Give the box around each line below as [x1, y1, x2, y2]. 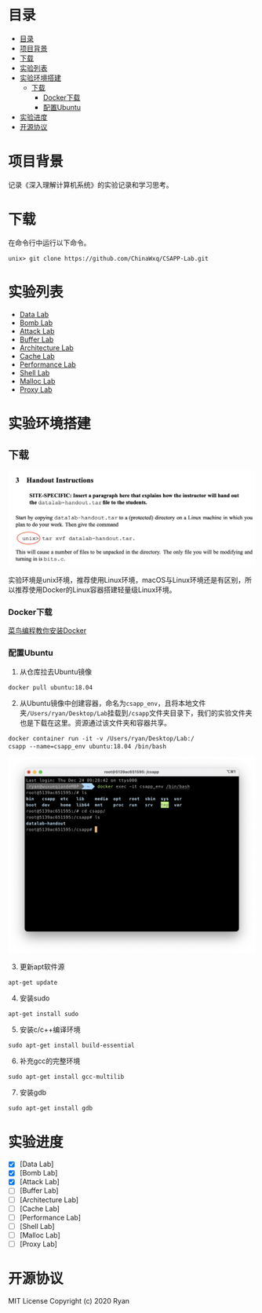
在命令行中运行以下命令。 [8, 238, 91, 247]
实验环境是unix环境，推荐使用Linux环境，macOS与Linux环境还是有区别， [8, 576, 246, 585]
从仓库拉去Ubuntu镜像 [19, 667, 93, 676]
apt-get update [8, 978, 58, 987]
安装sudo [19, 993, 50, 1003]
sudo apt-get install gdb [8, 1104, 93, 1113]
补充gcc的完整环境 [19, 1056, 81, 1066]
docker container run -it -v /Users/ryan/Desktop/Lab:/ [8, 734, 195, 742]
